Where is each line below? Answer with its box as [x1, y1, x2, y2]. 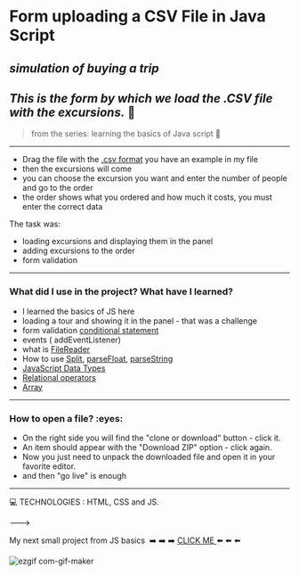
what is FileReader [21, 343, 91, 354]
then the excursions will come [21, 163, 132, 175]
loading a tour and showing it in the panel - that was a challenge [21, 315, 258, 326]
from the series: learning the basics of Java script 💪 [30, 128, 221, 139]
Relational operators [21, 372, 96, 382]
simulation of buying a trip [9, 61, 159, 76]
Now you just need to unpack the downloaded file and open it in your [21, 451, 276, 462]
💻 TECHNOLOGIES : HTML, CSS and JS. [9, 497, 160, 507]
